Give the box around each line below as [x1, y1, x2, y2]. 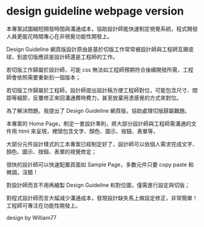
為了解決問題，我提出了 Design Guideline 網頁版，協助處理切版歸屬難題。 [6, 107, 190, 114]
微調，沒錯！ [6, 168, 38, 175]
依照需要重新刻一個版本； [16, 73, 81, 81]
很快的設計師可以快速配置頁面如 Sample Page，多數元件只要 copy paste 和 [6, 161, 194, 168]
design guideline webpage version [6, 4, 184, 18]
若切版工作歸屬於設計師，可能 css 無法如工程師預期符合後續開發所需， [6, 66, 183, 73]
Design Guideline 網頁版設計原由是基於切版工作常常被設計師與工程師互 [6, 46, 183, 53]
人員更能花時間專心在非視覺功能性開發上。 [6, 32, 113, 40]
